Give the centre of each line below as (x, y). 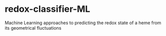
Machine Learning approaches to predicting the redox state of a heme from (83, 23)
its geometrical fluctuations (33, 28)
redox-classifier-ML (47, 9)
